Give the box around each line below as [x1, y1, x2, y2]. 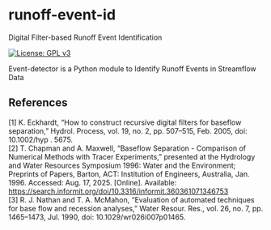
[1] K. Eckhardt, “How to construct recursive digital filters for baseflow [8, 117, 242, 127]
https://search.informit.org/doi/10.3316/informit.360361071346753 [8, 186, 229, 196]
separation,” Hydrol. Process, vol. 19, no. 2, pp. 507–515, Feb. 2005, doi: [8, 126, 248, 135]
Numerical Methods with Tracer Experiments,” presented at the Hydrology [8, 151, 256, 161]
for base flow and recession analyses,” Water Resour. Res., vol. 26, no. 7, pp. [8, 203, 264, 213]
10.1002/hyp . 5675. [8, 134, 74, 144]
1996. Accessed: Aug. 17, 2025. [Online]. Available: [8, 177, 177, 187]
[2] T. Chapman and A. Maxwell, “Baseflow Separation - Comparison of [8, 143, 247, 153]
